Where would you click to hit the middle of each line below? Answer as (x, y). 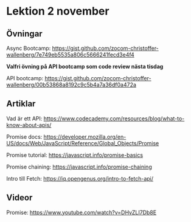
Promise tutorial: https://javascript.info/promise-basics (75, 155)
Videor (19, 198)
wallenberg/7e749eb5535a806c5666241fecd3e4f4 (71, 55)
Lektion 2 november (58, 11)
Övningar (24, 34)
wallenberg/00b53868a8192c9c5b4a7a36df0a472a (71, 85)
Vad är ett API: (24, 118)
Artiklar (21, 104)
